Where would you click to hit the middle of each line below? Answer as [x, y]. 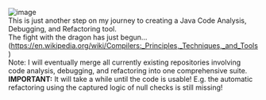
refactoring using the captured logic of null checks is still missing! [116, 87]
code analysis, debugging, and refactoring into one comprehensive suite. [128, 70]
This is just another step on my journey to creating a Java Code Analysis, [127, 20]
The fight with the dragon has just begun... [78, 37]
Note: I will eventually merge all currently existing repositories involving [125, 62]
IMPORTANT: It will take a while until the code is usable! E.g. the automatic [131, 79]
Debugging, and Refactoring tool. [63, 29]
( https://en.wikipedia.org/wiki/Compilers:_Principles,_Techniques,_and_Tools [133, 46]
